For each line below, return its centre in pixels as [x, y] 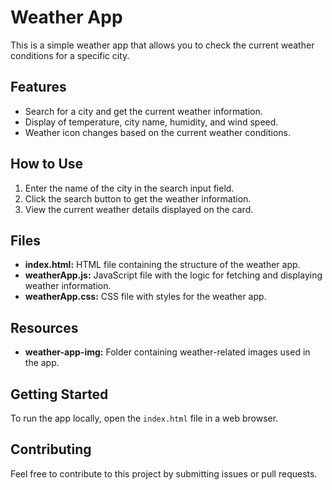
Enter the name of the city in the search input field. [129, 188]
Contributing [51, 449]
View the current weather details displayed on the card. [139, 209]
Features [38, 87]
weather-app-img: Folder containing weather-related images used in [167, 352]
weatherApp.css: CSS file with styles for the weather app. [145, 297]
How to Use [47, 164]
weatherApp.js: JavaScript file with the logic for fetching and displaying [173, 275]
